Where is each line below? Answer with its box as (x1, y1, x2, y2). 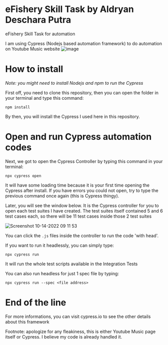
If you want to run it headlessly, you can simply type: (5, 242, 114, 248)
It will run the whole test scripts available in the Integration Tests (5, 261, 138, 267)
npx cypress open (5, 173, 42, 179)
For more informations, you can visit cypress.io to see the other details (5, 313, 151, 319)
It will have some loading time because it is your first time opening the (5, 182, 149, 188)
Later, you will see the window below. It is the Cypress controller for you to (5, 202, 159, 209)
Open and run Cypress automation (5, 131, 152, 142)
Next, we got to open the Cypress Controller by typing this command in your (5, 158, 163, 164)
